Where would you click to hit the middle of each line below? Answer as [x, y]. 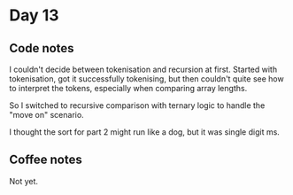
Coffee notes [46, 160]
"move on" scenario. [46, 115]
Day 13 [34, 16]
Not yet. [23, 181]
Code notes [42, 48]
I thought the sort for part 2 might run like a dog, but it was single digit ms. [145, 132]
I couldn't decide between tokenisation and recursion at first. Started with [143, 69]
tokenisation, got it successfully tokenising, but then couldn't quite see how [147, 79]
